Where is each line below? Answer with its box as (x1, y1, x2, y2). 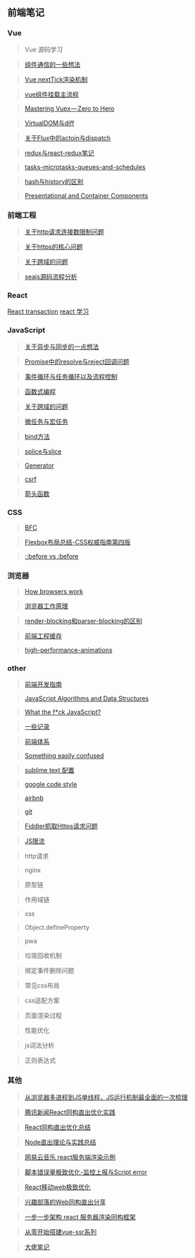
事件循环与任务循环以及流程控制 (24, 372, 118, 380)
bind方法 (24, 432, 51, 440)
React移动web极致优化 (24, 1183, 92, 1191)
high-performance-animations (24, 646, 113, 654)
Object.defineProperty (24, 923, 90, 932)
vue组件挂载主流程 (24, 90, 80, 99)
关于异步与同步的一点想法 (24, 342, 99, 351)
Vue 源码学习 (24, 45, 63, 54)
